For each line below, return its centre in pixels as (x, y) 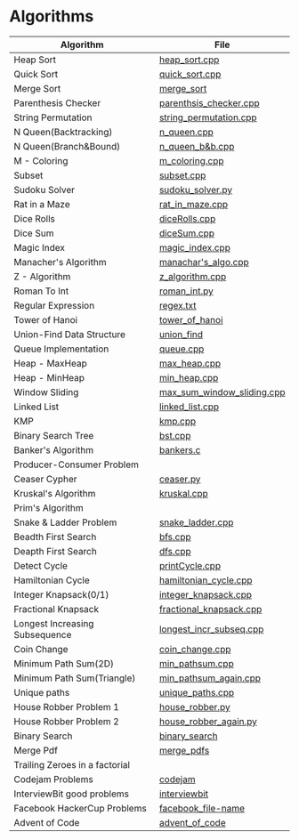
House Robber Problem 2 (67, 721)
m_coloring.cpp (191, 160)
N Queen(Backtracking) (63, 132)
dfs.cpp (175, 551)
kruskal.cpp (184, 493)
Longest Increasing (54, 623)
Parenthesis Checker (57, 102)
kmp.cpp (178, 421)
